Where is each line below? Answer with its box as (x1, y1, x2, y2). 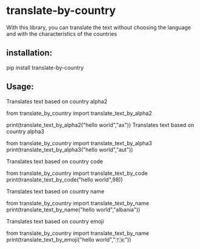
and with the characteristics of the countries (6, 30, 117, 37)
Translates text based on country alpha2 (6, 98, 108, 105)
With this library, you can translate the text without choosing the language (6, 24, 191, 31)
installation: (6, 48, 53, 58)
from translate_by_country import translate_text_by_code (6, 169, 148, 177)
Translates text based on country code (6, 157, 103, 165)
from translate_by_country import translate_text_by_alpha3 (6, 139, 153, 146)
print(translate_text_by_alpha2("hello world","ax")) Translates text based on (6, 121, 195, 128)
